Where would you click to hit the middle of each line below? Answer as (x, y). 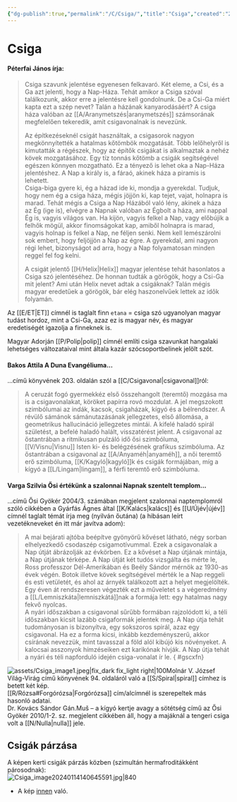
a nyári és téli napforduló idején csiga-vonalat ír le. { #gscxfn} (114, 657)
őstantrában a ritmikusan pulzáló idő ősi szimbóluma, (102, 439)
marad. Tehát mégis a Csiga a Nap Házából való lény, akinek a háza (123, 203)
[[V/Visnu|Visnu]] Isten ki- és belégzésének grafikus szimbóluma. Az (124, 447)
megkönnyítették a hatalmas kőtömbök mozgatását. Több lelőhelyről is (127, 143)
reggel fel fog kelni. (53, 255)
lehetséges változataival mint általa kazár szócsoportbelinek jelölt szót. (110, 349)
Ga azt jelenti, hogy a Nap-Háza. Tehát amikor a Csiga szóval (114, 92)
